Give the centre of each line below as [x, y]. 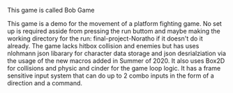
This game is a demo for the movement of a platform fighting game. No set [114, 23]
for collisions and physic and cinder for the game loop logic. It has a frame [114, 68]
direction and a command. [45, 83]
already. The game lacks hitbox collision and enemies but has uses [103, 46]
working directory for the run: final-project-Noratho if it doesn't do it [105, 38]
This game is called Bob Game [51, 10]
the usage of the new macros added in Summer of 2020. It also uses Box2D [116, 61]
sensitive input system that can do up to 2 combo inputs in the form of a [111, 76]
